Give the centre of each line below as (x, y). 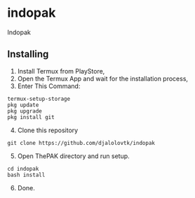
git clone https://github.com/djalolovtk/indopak (81, 143)
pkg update (23, 105)
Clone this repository (48, 130)
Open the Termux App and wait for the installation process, (102, 78)
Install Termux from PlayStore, (61, 71)
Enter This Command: (49, 86)
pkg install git (31, 117)
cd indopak (23, 169)
